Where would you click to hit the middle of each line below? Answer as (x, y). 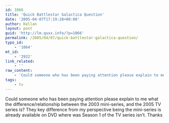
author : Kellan (21, 24)
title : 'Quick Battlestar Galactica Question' (55, 15)
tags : (11, 80)
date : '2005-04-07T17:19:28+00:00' (43, 19)
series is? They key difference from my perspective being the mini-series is (83, 109)
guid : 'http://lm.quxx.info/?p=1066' (45, 33)
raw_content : (19, 71)
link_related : (20, 61)
